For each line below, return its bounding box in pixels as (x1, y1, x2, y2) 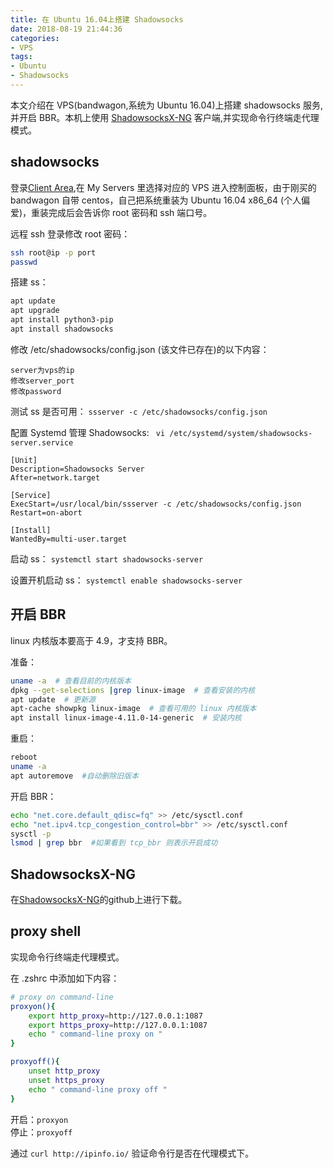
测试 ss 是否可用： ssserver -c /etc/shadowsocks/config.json (10, 405, 268, 417)
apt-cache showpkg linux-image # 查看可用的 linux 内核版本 (10, 704, 257, 714)
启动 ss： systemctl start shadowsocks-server (10, 552, 204, 565)
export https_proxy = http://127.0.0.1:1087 (28, 1020, 208, 1030)
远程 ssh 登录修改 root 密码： (10, 227, 131, 240)
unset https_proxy (28, 1075, 105, 1085)
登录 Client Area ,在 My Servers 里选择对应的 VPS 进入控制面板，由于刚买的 (10, 181, 317, 193)
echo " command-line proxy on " (28, 1029, 163, 1040)
